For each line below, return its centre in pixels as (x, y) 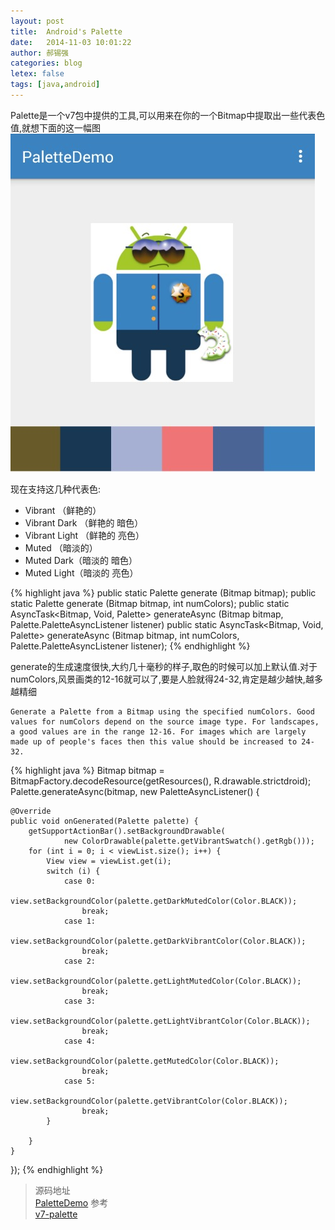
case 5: (80, 1081)
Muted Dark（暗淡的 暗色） (81, 560)
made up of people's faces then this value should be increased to (154, 741)
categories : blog (46, 63)
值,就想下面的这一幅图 (56, 127)
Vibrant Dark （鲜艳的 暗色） (84, 522)
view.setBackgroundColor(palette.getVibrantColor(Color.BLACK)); (149, 1101)
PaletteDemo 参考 (71, 1202)
